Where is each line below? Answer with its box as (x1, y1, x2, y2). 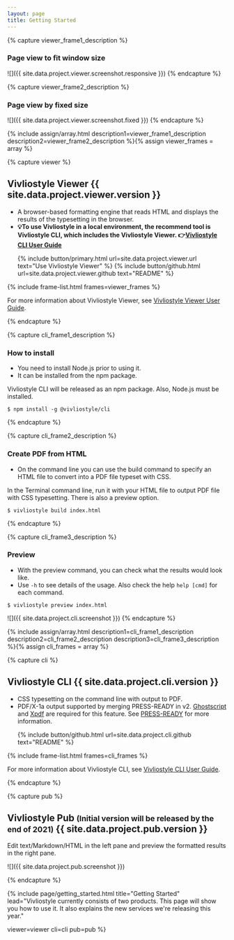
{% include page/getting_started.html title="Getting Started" (7, 890, 180, 898)
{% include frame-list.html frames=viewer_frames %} (7, 282, 160, 291)
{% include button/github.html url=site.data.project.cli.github (17, 730, 192, 739)
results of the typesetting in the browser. (17, 214, 134, 223)
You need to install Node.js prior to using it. (17, 364, 141, 372)
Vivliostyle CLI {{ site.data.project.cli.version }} (7, 676, 219, 688)
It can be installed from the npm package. (17, 372, 137, 380)
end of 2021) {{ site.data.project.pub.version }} (7, 823, 208, 835)
